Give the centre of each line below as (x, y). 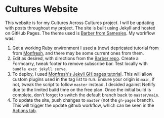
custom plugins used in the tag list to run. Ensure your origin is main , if (83, 79)
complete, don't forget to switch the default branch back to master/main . (86, 95)
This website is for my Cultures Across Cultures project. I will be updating (80, 23)
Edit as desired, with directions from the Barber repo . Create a (76, 58)
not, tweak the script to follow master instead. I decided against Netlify (84, 84)
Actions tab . (24, 110)
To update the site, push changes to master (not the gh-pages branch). (83, 100)
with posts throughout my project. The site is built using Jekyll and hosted (80, 28)
